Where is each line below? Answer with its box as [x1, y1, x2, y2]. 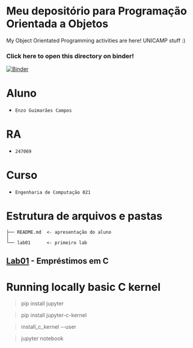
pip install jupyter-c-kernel [20, 311, 87, 319]
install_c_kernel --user [20, 323, 77, 331]
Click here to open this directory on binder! [6, 52, 134, 60]
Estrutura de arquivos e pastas [6, 209, 163, 223]
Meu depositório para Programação [6, 4, 188, 18]
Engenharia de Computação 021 [14, 189, 91, 196]
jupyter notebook [20, 335, 64, 342]
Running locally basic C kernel [6, 280, 161, 294]
